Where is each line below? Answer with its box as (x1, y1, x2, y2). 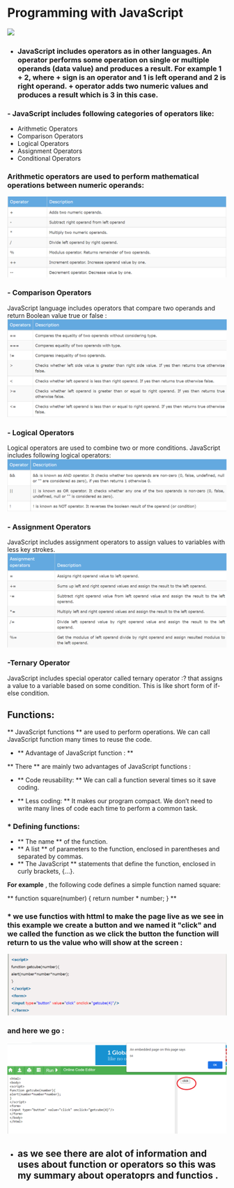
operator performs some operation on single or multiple (17, 54, 210, 64)
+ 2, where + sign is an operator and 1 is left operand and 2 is (17, 72, 226, 82)
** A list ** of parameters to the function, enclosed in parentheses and (17, 844, 220, 853)
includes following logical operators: (7, 451, 111, 460)
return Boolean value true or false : (7, 311, 107, 319)
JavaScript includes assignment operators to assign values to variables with (7, 538, 226, 546)
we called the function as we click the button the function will (7, 929, 219, 939)
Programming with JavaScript (7, 5, 183, 21)
